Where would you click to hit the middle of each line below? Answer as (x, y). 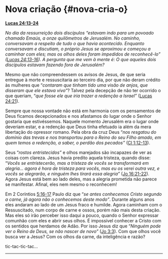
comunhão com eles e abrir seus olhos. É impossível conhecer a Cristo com (83, 220)
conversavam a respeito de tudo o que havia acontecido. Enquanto (75, 43)
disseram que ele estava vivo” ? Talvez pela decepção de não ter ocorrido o (83, 90)
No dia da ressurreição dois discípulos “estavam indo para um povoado (79, 33)
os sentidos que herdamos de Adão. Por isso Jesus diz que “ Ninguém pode (83, 226)
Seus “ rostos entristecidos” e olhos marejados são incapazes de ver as (78, 152)
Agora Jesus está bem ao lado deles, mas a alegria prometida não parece (81, 179)
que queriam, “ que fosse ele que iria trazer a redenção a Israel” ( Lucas (79, 96)
